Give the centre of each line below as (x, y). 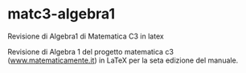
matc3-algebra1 (61, 14)
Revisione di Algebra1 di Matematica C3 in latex (86, 36)
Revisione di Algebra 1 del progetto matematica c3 (91, 51)
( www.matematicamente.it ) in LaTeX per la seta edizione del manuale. (123, 60)
